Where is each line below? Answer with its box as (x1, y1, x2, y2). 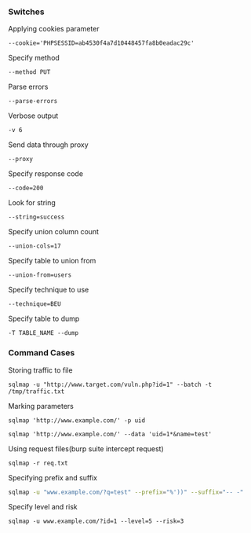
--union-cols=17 (8, 242, 61, 250)
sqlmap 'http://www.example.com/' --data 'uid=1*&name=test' (8, 430, 213, 438)
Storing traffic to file (8, 365, 73, 375)
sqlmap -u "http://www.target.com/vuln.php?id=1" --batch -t (8, 380, 213, 388)
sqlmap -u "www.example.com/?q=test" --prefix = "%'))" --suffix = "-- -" (8, 488, 244, 496)
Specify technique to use (8, 285, 89, 295)
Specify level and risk (8, 502, 78, 512)
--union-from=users (8, 271, 72, 279)
